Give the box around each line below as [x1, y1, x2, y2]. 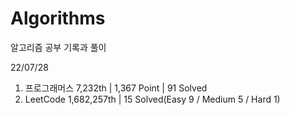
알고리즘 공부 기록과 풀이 [10, 41, 107, 53]
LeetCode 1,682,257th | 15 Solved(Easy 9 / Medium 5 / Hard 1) [24, 93, 281, 105]
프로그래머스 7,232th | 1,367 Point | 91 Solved [24, 82, 208, 94]
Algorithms [10, 7, 106, 30]
